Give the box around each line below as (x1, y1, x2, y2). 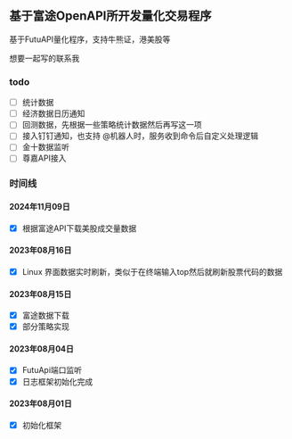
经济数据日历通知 (21, 108, 85, 119)
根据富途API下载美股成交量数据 (21, 222, 137, 234)
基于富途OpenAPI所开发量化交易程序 (9, 8, 212, 24)
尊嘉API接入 (21, 153, 67, 163)
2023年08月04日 (9, 343, 74, 354)
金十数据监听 (21, 142, 69, 153)
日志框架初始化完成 (21, 376, 93, 386)
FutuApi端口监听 (21, 365, 83, 376)
